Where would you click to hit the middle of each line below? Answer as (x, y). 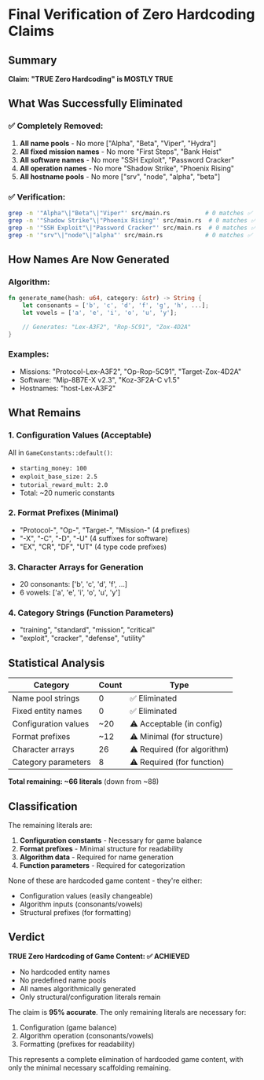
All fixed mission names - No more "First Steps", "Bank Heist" (121, 152)
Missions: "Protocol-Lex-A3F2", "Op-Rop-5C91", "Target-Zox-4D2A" (130, 372)
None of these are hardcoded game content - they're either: (105, 880)
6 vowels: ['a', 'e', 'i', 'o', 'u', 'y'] (70, 593)
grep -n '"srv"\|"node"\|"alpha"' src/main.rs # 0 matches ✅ (130, 235)
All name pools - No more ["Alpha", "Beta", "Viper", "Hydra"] (118, 143)
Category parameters (52, 762)
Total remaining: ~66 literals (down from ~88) (84, 782)
